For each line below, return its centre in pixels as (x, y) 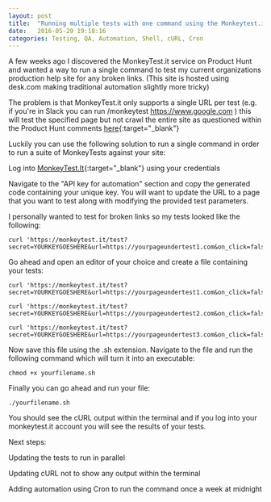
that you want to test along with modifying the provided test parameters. (128, 201)
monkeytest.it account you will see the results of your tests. (107, 427)
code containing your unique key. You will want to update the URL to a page (134, 192)
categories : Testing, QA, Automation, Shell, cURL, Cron (106, 38)
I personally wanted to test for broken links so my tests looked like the (124, 217)
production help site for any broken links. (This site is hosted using (119, 78)
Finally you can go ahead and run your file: (79, 388)
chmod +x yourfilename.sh (52, 373)
